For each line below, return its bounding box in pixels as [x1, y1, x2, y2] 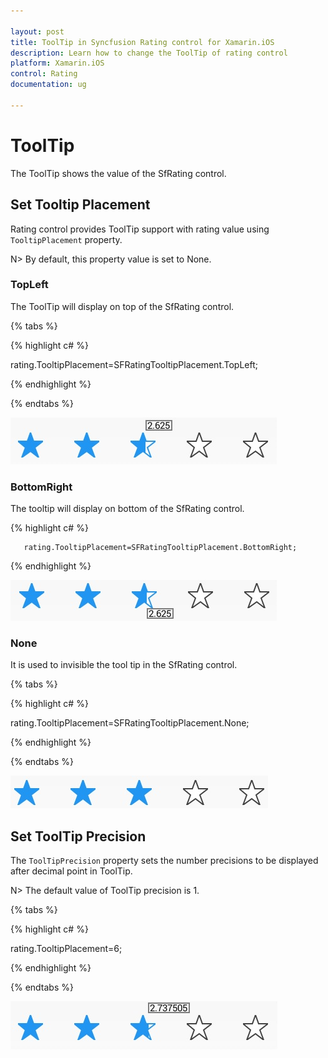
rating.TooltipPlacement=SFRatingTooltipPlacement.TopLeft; [10, 358, 259, 370]
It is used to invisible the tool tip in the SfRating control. [10, 659, 238, 671]
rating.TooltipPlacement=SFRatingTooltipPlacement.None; [10, 717, 250, 729]
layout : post [10, 26, 65, 37]
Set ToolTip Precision [10, 828, 147, 845]
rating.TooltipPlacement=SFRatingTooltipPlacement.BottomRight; [23, 543, 298, 553]
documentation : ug [10, 80, 87, 90]
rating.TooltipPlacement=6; [10, 943, 123, 955]
